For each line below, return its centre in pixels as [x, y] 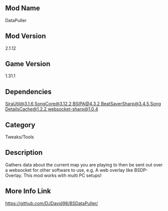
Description [24, 153]
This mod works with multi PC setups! [62, 175]
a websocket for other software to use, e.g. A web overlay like [69, 170]
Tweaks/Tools [20, 137]
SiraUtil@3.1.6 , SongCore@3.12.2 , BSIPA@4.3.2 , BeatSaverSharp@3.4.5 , [78, 104]
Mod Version [26, 36]
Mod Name [23, 8]
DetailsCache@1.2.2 [26, 109]
